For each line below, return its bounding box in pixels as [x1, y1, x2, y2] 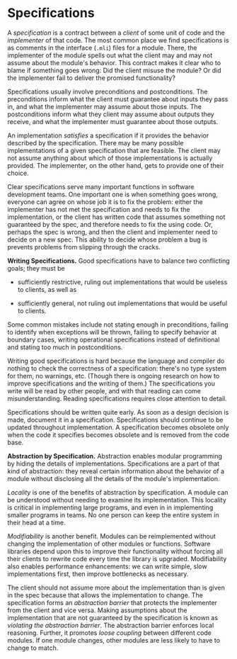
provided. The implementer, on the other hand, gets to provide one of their [7, 161, 224, 169]
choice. [7, 169, 30, 177]
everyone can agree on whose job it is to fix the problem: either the [7, 197, 203, 206]
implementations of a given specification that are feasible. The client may [7, 146, 221, 154]
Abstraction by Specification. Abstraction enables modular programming [7, 451, 223, 460]
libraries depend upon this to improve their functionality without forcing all [7, 547, 224, 556]
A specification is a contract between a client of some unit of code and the [7, 28, 225, 37]
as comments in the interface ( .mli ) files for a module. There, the [7, 43, 197, 52]
